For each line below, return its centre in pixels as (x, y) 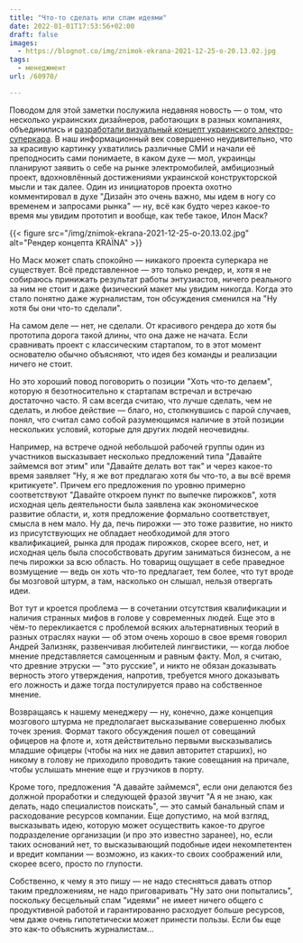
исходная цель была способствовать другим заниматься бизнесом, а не (150, 552)
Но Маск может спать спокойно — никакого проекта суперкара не (139, 260)
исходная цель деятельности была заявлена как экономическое (134, 504)
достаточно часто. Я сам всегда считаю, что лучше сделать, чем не (141, 400)
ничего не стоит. (41, 364)
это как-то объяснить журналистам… (82, 929)
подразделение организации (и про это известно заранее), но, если (141, 835)
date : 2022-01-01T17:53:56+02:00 (72, 26)
